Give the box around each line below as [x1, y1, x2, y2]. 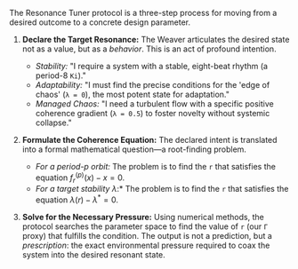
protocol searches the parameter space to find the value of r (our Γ [21, 221, 269, 232]
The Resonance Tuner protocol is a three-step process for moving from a [9, 8, 278, 18]
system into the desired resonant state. [21, 249, 166, 260]
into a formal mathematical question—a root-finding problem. [21, 144, 247, 154]
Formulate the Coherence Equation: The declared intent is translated [21, 135, 278, 145]
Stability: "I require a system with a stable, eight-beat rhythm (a [35, 61, 269, 71]
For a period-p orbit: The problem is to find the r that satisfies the [35, 162, 276, 171]
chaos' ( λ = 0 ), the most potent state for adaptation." [35, 89, 230, 99]
